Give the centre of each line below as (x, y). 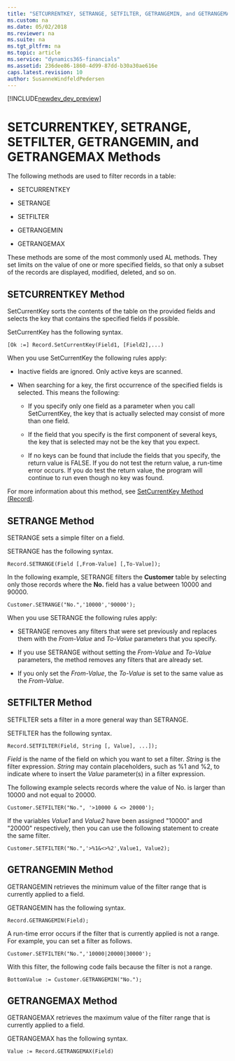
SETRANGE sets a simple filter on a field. (66, 537)
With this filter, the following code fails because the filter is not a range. (110, 967)
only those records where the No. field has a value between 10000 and (109, 584)
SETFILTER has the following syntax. (60, 733)
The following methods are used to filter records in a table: (92, 176)
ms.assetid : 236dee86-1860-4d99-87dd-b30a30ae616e (83, 66)
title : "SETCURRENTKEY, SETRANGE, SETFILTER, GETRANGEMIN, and (101, 14)
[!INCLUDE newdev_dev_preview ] (54, 99)
